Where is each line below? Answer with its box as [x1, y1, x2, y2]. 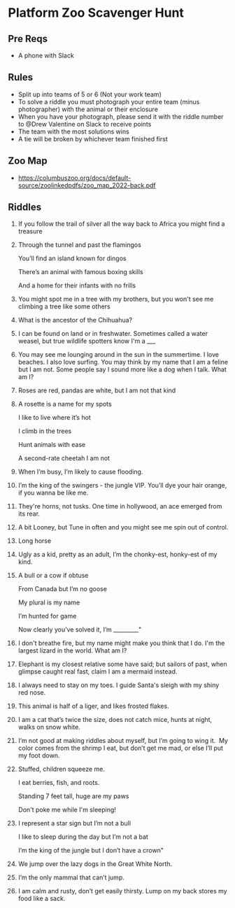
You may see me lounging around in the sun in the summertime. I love [17, 350, 220, 359]
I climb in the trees [17, 427, 72, 435]
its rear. [17, 509, 41, 518]
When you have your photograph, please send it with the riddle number [17, 112, 224, 120]
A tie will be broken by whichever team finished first [17, 134, 168, 143]
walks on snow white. [17, 723, 81, 732]
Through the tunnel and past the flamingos [17, 241, 142, 249]
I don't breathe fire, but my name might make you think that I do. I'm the [17, 639, 225, 648]
